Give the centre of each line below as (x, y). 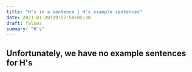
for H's (19, 63)
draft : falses (24, 23)
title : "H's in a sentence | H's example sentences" (74, 12)
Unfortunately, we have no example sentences (96, 53)
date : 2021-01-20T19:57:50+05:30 (49, 18)
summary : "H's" (26, 29)
